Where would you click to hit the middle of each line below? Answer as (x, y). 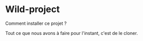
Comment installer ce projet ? (36, 23)
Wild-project (32, 9)
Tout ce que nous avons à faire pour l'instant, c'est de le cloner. (71, 33)
